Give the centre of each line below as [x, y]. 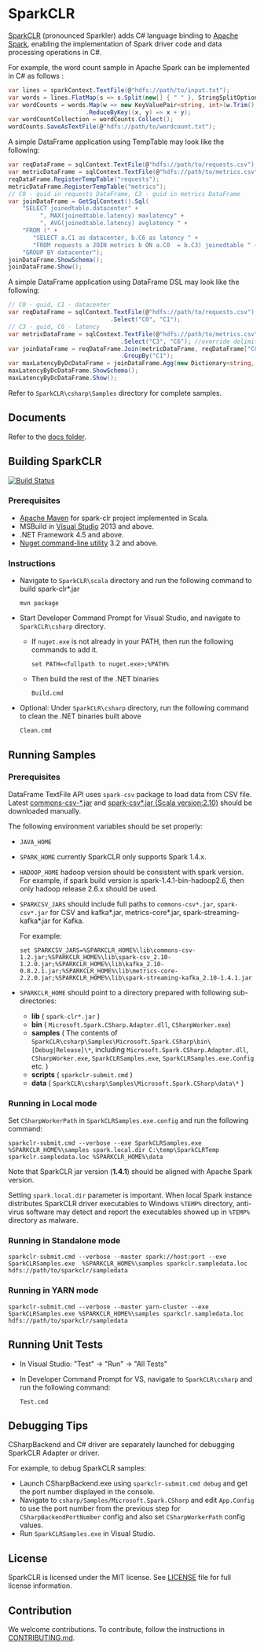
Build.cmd [48, 693]
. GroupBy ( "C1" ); [147, 356]
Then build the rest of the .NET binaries [95, 679]
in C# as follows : [36, 76]
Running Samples [52, 755]
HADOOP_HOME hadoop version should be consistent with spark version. [132, 872]
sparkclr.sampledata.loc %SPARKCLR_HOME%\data [86, 1157]
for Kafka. [68, 921]
